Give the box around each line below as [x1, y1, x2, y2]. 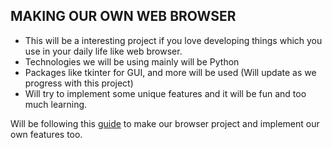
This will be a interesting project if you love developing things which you [24, 34, 323, 46]
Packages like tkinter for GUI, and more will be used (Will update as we [24, 66, 317, 78]
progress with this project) [24, 77, 134, 89]
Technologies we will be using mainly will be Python [24, 55, 240, 68]
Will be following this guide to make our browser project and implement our [10, 117, 320, 129]
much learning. [24, 98, 88, 110]
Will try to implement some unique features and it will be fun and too [24, 87, 307, 99]
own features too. [10, 128, 83, 140]
